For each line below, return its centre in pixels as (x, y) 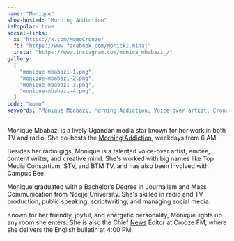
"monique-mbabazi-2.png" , (57, 78)
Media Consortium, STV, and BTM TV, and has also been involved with (108, 166)
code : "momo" (26, 104)
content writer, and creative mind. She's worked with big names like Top (111, 158)
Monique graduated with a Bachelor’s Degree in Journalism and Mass (107, 186)
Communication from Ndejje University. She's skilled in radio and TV (105, 194)
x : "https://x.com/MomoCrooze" (59, 40)
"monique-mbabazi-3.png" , (57, 85)
